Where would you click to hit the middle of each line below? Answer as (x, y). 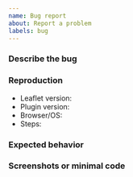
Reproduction (35, 80)
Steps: (31, 123)
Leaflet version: (46, 98)
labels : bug (28, 31)
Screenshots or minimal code (67, 166)
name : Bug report (37, 16)
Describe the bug (43, 59)
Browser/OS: (41, 115)
